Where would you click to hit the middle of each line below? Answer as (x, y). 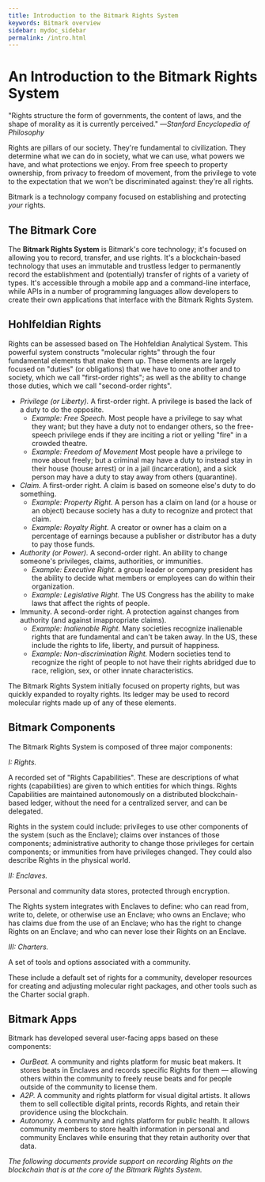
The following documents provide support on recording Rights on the (121, 1161)
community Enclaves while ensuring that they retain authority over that (135, 1138)
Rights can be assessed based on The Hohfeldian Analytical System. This (128, 343)
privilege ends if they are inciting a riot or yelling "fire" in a (153, 435)
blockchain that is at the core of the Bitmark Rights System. (106, 1170)
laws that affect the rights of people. (91, 603)
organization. (53, 586)
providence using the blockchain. (74, 1112)
